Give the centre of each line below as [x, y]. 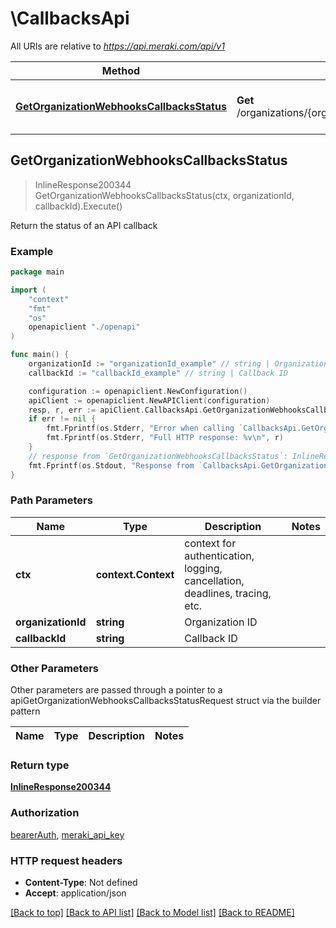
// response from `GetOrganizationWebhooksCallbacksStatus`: [158, 456]
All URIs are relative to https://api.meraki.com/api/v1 [117, 46]
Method [121, 70]
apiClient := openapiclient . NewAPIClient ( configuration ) [149, 400]
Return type [40, 765]
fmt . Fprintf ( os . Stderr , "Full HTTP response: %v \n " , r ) [165, 438]
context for [210, 543]
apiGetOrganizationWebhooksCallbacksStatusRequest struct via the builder [166, 701]
